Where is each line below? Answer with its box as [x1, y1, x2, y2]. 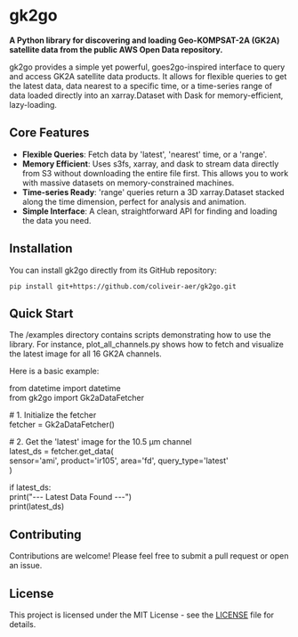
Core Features [9, 126, 90, 141]
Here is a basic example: [9, 366, 100, 377]
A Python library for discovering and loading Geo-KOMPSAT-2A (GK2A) [9, 35, 280, 45]
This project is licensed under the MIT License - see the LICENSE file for [9, 609, 274, 620]
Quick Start [9, 306, 74, 321]
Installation [9, 241, 73, 257]
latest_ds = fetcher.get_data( [9, 446, 114, 457]
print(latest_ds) [9, 501, 65, 512]
